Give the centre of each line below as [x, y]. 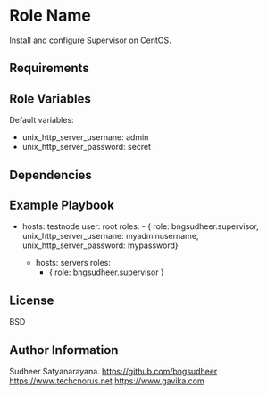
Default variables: [42, 120]
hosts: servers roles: [73, 263]
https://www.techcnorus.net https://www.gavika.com [107, 381]
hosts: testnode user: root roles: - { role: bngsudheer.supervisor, [140, 226]
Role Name [50, 16]
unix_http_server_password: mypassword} [100, 245]
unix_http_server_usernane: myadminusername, [110, 236]
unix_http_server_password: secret [87, 147]
